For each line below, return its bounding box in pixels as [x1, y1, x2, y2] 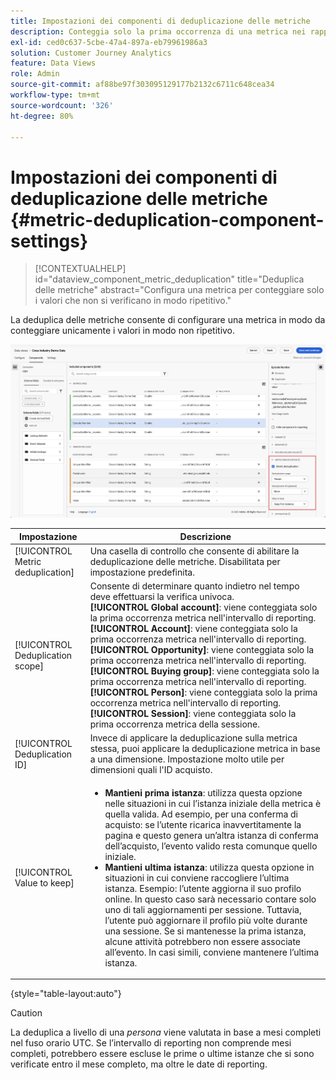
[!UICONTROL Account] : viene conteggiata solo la [89, 623, 298, 635]
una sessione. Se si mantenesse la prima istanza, [104, 925, 307, 937]
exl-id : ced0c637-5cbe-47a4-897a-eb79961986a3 [10, 37, 208, 47]
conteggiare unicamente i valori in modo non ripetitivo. [10, 325, 236, 337]
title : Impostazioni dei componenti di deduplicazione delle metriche [10, 16, 311, 26]
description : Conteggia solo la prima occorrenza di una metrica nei [10, 26, 307, 37]
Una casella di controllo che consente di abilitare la [89, 545, 300, 557]
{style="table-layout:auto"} [10, 988, 122, 1000]
